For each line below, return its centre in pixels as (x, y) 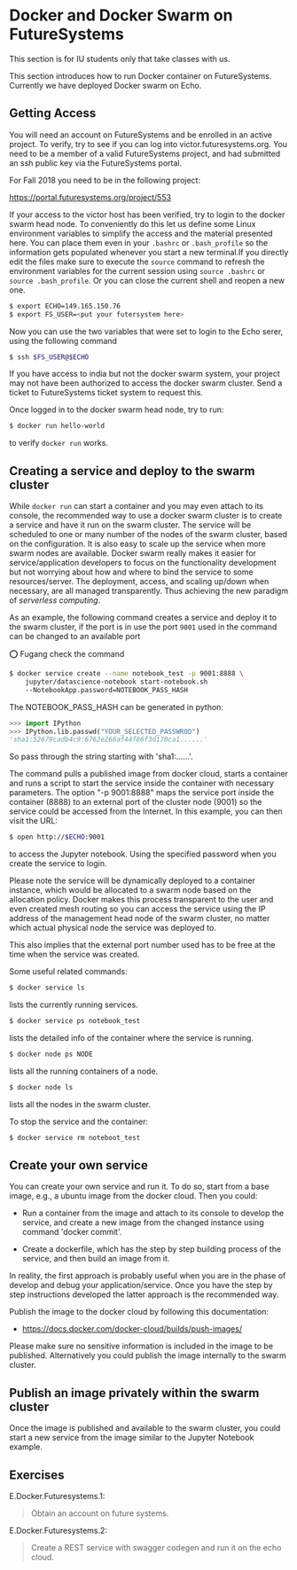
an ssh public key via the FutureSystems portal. (96, 163)
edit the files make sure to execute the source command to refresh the (137, 262)
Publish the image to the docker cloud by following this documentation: (139, 1312)
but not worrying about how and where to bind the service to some (132, 572)
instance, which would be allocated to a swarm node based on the (130, 890)
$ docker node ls (41, 1087)
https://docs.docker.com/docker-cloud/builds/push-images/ (132, 1329)
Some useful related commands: (68, 972)
